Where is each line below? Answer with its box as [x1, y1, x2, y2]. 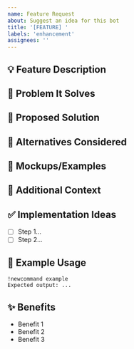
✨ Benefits [7, 301, 56, 313]
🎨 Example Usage [7, 256, 87, 269]
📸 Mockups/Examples [7, 160, 107, 172]
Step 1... [17, 227, 41, 236]
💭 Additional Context [7, 184, 101, 197]
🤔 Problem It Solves [7, 87, 96, 100]
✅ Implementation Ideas [7, 208, 117, 221]
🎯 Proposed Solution [7, 112, 100, 124]
